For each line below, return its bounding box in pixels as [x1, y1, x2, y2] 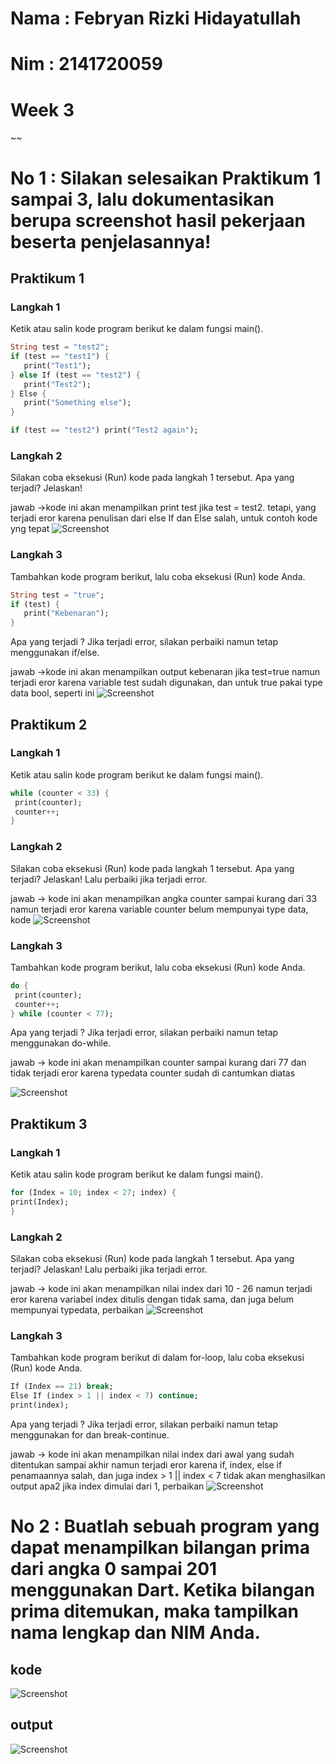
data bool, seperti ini [10, 687, 95, 699]
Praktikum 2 [10, 716, 88, 733]
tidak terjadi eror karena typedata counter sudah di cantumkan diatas [10, 1067, 296, 1079]
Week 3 [10, 98, 75, 121]
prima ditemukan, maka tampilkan [10, 1600, 300, 1623]
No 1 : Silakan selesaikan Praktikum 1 [10, 167, 322, 189]
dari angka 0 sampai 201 [10, 1558, 218, 1581]
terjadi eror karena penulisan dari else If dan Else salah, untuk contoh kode [10, 512, 318, 524]
